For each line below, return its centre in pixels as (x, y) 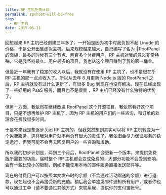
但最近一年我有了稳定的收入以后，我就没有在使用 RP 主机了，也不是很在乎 (81, 72)
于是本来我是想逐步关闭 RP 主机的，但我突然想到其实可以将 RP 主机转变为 (80, 130)
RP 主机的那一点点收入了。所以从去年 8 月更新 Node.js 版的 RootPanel (77, 78)
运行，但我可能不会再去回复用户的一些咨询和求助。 (61, 142)
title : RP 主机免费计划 (27, 10)
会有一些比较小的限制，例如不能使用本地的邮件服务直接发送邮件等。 (74, 165)
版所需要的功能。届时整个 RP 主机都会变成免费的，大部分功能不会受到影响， (83, 159)
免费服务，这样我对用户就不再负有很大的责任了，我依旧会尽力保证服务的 (83, 136)
